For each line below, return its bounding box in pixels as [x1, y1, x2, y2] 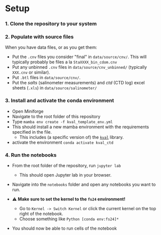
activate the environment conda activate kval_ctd [12, 139, 113, 145]
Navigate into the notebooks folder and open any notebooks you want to [12, 181, 156, 187]
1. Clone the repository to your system [5, 20, 97, 27]
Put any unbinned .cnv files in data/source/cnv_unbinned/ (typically [12, 64, 147, 70]
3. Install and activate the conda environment [5, 97, 114, 104]
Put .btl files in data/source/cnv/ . [12, 75, 81, 80]
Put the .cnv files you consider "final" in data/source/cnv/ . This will [12, 54, 147, 60]
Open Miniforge [12, 108, 44, 114]
